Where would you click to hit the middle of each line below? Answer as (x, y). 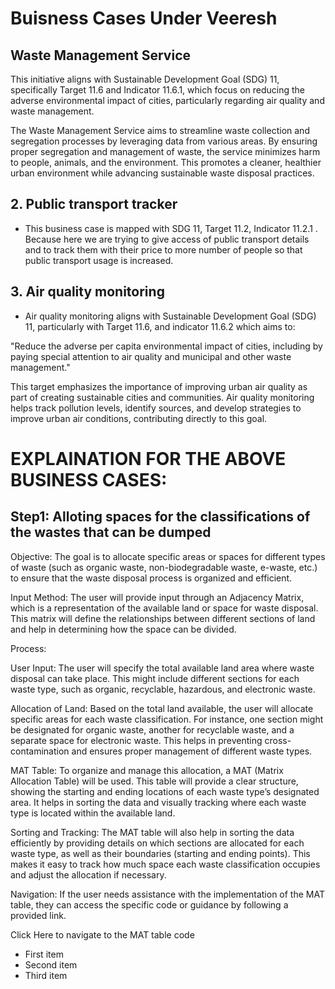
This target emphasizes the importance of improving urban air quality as (159, 386)
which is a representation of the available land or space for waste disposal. (164, 608)
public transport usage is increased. (99, 260)
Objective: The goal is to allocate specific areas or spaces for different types (168, 556)
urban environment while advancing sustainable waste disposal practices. (162, 173)
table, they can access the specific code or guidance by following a (149, 904)
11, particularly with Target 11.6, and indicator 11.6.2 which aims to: (160, 326)
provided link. (38, 915)
